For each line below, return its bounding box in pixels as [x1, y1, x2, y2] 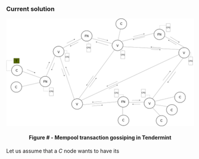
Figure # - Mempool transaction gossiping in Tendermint [29, 134, 172, 141]
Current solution [6, 5, 55, 13]
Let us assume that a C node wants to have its [6, 147, 120, 154]
